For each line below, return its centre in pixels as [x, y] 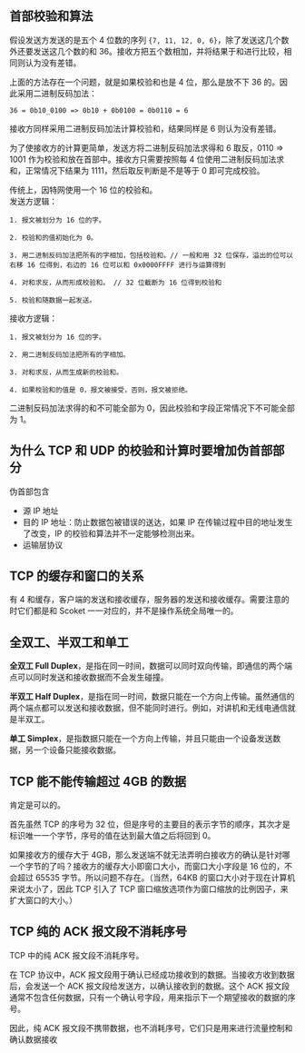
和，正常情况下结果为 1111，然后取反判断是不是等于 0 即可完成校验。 [137, 170]
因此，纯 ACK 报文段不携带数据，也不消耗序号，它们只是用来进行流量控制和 [151, 1028]
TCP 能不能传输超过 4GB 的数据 [98, 781]
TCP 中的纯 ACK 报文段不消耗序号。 [77, 955]
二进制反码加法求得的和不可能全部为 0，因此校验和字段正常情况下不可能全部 [152, 408]
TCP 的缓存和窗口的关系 [77, 576]
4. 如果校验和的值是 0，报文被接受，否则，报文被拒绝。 [101, 390]
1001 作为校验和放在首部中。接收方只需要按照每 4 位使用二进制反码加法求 [147, 159]
